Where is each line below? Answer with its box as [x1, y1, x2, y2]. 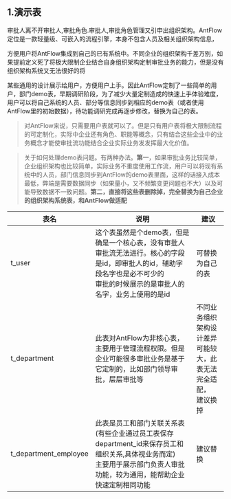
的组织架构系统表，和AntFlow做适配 [23, 196, 127, 204]
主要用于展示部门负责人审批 [95, 459, 186, 469]
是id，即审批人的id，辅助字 [95, 258, 184, 268]
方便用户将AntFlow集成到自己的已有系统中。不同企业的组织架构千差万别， [7, 49, 217, 57]
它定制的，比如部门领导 [95, 364, 172, 373]
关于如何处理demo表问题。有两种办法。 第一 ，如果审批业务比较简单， [23, 153, 221, 162]
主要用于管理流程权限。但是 [95, 343, 186, 353]
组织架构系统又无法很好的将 [7, 66, 86, 74]
